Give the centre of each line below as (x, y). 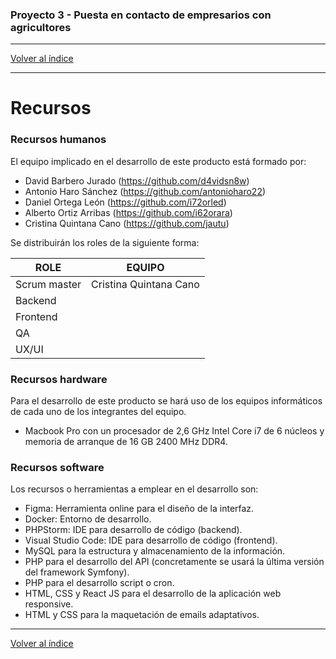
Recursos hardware (59, 379)
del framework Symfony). (77, 572)
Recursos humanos (58, 140)
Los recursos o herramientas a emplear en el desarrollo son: (134, 489)
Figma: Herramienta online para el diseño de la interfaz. (139, 509)
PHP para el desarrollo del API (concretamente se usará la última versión (174, 562)
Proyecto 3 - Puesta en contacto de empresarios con (141, 15)
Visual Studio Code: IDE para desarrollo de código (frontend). (151, 540)
